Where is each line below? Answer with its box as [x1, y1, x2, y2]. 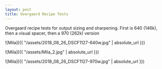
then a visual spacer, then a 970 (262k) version [5, 30, 100, 36]
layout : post [5, 7, 32, 12]
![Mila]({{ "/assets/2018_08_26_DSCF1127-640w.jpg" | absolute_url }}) [5, 39, 145, 45]
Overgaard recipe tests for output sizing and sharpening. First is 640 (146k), [5, 25, 158, 31]
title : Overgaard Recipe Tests [5, 12, 69, 17]
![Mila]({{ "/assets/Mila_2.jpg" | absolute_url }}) [5, 49, 99, 55]
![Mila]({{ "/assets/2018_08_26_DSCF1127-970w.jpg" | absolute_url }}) [5, 58, 145, 64]
